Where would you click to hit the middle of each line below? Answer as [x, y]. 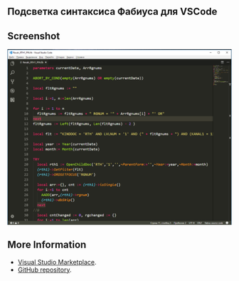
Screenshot [34, 36]
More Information [47, 245]
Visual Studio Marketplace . [57, 262]
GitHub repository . [44, 270]
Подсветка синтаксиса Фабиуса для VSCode [112, 12]
